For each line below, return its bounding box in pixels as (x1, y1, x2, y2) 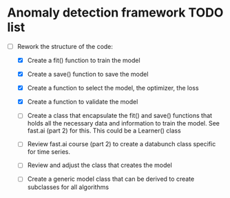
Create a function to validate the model (27, 98, 138, 106)
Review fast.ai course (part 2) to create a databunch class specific (27, 140, 216, 148)
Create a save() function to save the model (27, 70, 149, 79)
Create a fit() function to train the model (27, 57, 140, 64)
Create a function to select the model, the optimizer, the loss (27, 84, 199, 92)
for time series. (27, 148, 71, 156)
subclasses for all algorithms (27, 183, 109, 191)
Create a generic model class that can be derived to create (27, 175, 195, 184)
